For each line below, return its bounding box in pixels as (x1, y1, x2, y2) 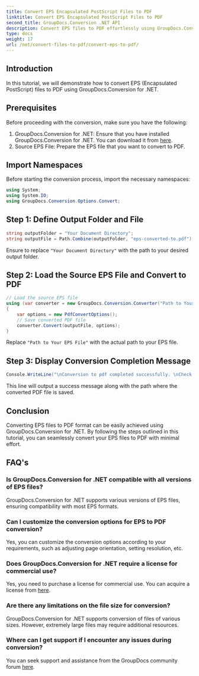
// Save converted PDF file (17, 317, 86, 323)
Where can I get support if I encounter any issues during (6, 636, 172, 644)
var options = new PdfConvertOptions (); (17, 311, 118, 317)
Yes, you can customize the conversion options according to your (6, 538, 166, 546)
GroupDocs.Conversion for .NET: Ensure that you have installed (14, 130, 170, 137)
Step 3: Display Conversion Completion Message (6, 356, 191, 366)
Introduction (6, 63, 53, 74)
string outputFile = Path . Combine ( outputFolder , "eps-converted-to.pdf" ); (6, 235, 195, 242)
